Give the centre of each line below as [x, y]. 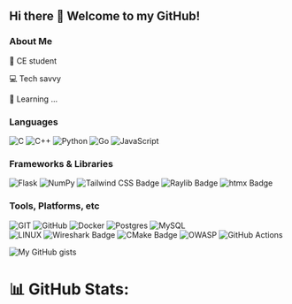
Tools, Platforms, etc [54, 206]
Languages [34, 122]
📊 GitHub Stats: [69, 289]
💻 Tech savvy [35, 78]
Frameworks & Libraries [61, 163]
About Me [31, 42]
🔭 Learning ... [34, 99]
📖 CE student [33, 61]
